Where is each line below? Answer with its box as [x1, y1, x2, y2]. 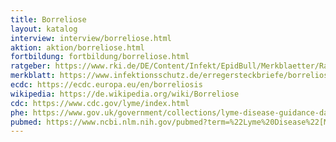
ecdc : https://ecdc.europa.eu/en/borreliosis [10, 80, 203, 90]
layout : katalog [10, 24, 78, 34]
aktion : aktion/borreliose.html [10, 42, 145, 53]
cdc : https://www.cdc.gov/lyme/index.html [10, 98, 190, 108]
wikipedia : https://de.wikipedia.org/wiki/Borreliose [10, 89, 240, 99]
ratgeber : [10, 61, 52, 71]
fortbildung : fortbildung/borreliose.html [10, 52, 190, 62]
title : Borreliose [10, 14, 87, 25]
